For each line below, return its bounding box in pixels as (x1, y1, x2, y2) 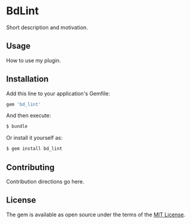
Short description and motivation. (6, 24, 88, 31)
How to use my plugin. (6, 56, 61, 64)
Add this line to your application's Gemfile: (6, 90, 110, 97)
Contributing (6, 162, 55, 172)
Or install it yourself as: (6, 134, 62, 141)
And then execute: (6, 112, 51, 119)
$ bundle (6, 124, 28, 130)
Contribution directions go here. (6, 178, 84, 185)
